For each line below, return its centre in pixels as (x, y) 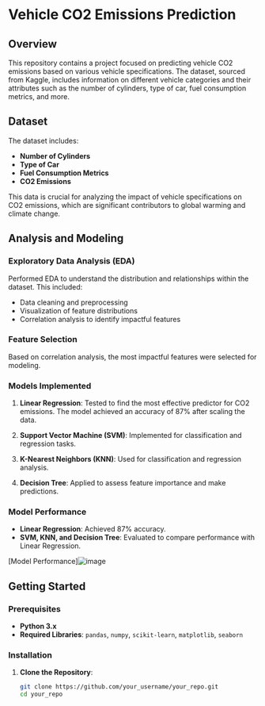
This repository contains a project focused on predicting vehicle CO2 (121, 63)
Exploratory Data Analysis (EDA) (72, 261)
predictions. (39, 491)
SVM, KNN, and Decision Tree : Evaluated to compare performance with (137, 538)
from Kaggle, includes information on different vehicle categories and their (130, 80)
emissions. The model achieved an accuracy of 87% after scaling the (132, 412)
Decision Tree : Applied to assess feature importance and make (123, 483)
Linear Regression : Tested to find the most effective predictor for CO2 (134, 403)
